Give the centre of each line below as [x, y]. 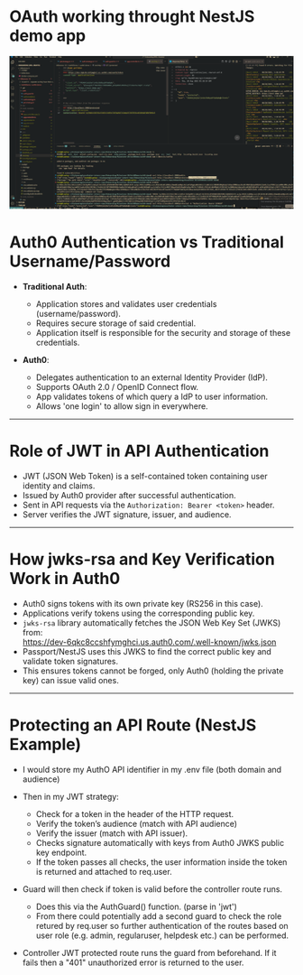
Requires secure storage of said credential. [116, 323]
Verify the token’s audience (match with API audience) [136, 823]
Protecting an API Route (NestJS [133, 725]
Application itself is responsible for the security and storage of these [163, 333]
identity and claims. [59, 486]
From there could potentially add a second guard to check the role [159, 916]
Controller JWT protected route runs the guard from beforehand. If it [149, 952]
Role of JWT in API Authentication [139, 451]
